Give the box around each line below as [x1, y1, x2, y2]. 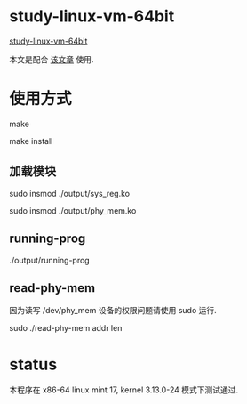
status [9, 354, 58, 375]
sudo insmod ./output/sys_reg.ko [9, 188, 131, 198]
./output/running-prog [9, 255, 91, 265]
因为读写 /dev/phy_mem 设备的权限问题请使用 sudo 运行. [9, 305, 217, 316]
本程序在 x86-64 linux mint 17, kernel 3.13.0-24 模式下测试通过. [9, 384, 238, 395]
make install [9, 135, 53, 146]
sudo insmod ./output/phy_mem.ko [9, 205, 137, 215]
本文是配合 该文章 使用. [9, 53, 94, 64]
